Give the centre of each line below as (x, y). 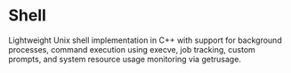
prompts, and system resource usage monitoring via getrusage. (125, 59)
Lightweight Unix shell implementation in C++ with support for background (145, 40)
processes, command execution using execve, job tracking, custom (132, 49)
